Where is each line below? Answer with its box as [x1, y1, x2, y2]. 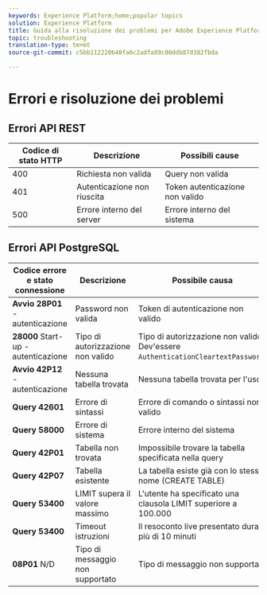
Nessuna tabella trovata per [137, 373, 242, 384]
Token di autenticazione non [137, 303, 244, 314]
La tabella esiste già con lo [137, 465, 238, 476]
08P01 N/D [12, 558, 56, 570]
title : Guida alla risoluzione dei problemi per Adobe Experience [8, 26, 233, 34]
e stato [26, 274, 54, 286]
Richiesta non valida [76, 169, 152, 179]
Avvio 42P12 [12, 364, 63, 375]
